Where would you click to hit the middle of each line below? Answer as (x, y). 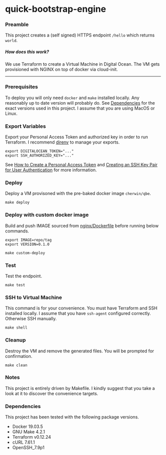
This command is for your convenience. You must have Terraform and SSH (81, 308)
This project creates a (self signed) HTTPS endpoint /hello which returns (80, 35)
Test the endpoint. (24, 276)
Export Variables (25, 126)
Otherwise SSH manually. (31, 319)
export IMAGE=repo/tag (28, 240)
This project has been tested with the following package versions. (72, 417)
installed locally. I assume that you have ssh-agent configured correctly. (78, 313)
